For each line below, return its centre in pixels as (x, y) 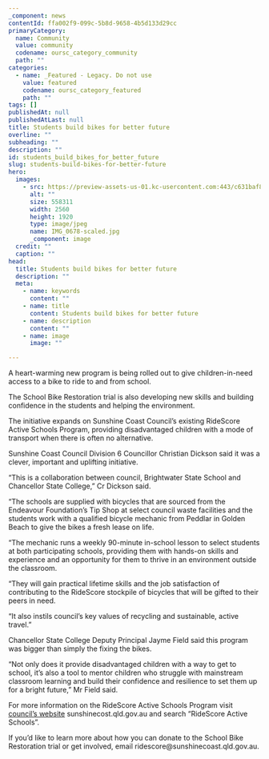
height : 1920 (51, 217)
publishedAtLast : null (46, 120)
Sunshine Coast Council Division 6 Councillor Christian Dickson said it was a (134, 454)
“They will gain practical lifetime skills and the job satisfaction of (114, 584)
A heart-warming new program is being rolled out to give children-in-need (130, 373)
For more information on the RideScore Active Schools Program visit (121, 705)
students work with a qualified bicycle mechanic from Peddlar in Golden (127, 519)
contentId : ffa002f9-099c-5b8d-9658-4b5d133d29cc (93, 23)
